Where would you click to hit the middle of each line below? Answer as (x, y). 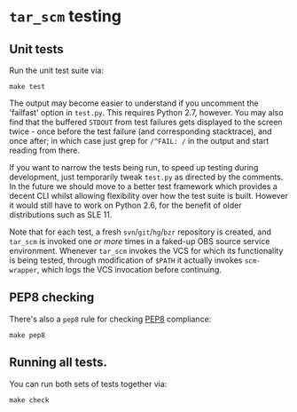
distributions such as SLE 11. (61, 214)
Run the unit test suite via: (57, 70)
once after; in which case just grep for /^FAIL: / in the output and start (139, 141)
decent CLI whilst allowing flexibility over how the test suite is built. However (148, 196)
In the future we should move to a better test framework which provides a (143, 186)
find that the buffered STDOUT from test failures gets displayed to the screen (146, 122)
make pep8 (27, 335)
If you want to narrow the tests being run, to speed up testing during (134, 167)
